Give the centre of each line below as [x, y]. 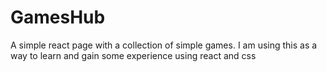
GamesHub [58, 17]
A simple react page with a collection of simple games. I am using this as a [164, 45]
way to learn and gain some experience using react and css [133, 55]
